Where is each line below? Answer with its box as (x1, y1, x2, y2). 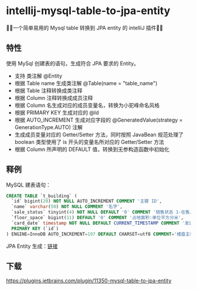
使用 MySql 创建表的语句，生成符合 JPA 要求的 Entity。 (6, 60, 140, 67)
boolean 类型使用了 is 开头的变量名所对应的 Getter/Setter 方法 (14, 138, 164, 145)
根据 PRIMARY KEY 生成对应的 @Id (14, 109, 99, 116)
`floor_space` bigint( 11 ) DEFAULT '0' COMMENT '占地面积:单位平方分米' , (11, 215, 184, 221)
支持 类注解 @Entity (14, 72, 63, 79)
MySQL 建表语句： (6, 181, 52, 188)
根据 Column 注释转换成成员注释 (14, 94, 93, 101)
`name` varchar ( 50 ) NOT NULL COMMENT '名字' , (11, 204, 123, 210)
